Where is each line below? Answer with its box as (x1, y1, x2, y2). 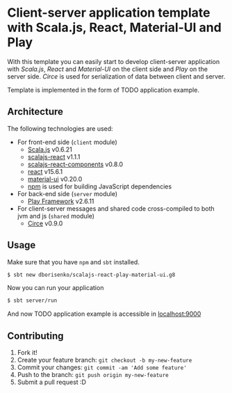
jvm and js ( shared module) (17, 211, 95, 220)
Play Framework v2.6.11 (27, 197, 94, 205)
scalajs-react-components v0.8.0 (27, 160, 124, 168)
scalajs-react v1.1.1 (27, 152, 81, 161)
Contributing (7, 330, 64, 342)
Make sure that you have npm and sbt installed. (7, 257, 140, 266)
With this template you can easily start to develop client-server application (7, 57, 220, 65)
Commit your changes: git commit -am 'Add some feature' (17, 363, 188, 371)
